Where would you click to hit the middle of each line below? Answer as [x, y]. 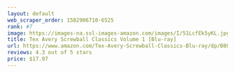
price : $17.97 [28, 59]
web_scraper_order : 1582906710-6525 [60, 20]
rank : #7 [20, 26]
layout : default [31, 14]
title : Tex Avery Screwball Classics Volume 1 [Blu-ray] [92, 40]
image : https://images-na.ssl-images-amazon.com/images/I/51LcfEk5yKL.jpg [119, 33]
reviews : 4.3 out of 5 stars [50, 53]
